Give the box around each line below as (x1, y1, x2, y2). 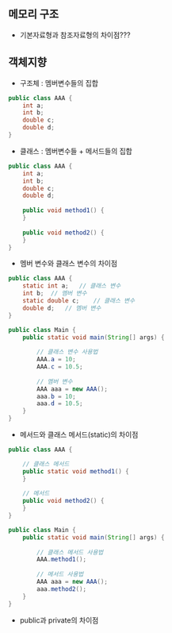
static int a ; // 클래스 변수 (22, 282, 121, 290)
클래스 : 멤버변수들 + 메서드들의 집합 (19, 146, 132, 156)
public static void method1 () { (22, 467, 129, 475)
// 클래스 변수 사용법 (36, 348, 98, 356)
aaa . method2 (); (36, 585, 87, 593)
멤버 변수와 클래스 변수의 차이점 (19, 259, 117, 268)
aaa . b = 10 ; (36, 392, 77, 400)
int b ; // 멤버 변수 (22, 289, 87, 298)
